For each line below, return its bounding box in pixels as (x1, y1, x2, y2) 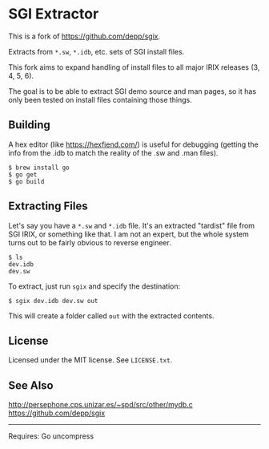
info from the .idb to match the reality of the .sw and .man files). (8, 148, 219, 157)
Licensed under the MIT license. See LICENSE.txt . (8, 355, 173, 365)
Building (8, 118, 50, 132)
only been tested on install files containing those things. (8, 95, 192, 104)
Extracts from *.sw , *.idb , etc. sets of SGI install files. (8, 47, 185, 56)
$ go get (8, 170, 38, 179)
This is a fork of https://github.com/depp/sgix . (8, 31, 161, 41)
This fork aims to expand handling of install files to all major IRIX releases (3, (8, 62, 260, 72)
